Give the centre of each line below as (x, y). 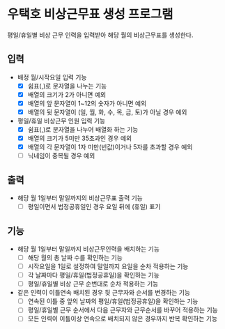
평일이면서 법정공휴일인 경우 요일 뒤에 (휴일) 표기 (94, 207)
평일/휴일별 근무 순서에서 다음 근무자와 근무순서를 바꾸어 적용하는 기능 (123, 310)
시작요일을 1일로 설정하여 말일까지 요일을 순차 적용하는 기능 (108, 266)
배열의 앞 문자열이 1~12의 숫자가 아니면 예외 (87, 103)
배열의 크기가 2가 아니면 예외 (67, 94)
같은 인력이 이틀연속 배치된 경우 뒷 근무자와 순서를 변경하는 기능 (103, 293)
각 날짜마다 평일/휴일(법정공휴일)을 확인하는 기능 (94, 275)
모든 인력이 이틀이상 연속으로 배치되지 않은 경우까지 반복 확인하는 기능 (123, 319)
